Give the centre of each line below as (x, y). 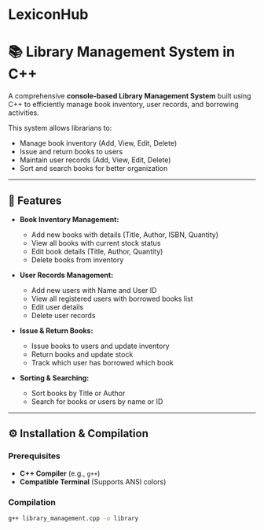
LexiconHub (48, 15)
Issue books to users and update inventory (101, 346)
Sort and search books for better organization (93, 169)
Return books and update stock (82, 354)
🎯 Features (35, 200)
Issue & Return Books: (56, 330)
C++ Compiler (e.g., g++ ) (60, 473)
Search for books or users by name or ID (97, 401)
